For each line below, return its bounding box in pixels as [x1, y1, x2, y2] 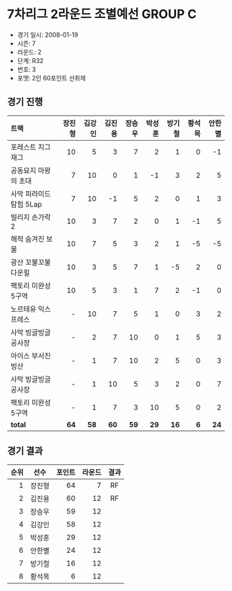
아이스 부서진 [10, 351, 51, 360]
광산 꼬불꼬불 [10, 257, 51, 267]
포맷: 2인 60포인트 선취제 [17, 73, 86, 82]
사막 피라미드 [10, 188, 51, 198]
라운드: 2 [17, 48, 41, 56]
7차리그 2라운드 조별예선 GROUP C [7, 6, 197, 22]
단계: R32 [17, 56, 43, 64]
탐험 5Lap [10, 199, 42, 209]
